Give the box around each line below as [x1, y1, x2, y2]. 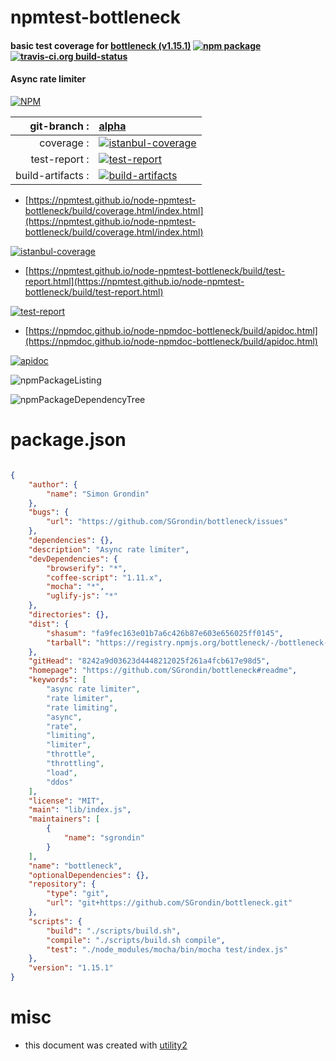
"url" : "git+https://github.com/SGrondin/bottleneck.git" [46, 898, 293, 908]
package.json [10, 429, 127, 451]
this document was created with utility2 [24, 1039, 188, 1051]
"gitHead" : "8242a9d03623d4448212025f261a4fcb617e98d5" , [28, 656, 271, 666]
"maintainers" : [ [28, 814, 101, 825]
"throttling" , [46, 759, 105, 769]
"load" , [46, 767, 78, 778]
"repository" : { [28, 879, 97, 890]
